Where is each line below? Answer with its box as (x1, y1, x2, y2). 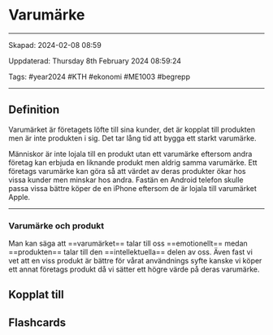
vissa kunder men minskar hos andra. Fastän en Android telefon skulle (8, 175, 244, 185)
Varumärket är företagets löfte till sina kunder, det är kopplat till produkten (8, 124, 256, 134)
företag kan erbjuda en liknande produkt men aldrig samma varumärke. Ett (8, 157, 258, 167)
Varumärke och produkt (8, 220, 104, 231)
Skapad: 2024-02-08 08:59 (8, 40, 102, 50)
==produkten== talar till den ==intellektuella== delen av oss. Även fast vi (8, 247, 253, 257)
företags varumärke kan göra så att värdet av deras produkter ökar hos (8, 166, 246, 176)
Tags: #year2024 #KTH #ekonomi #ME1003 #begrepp (8, 72, 191, 81)
